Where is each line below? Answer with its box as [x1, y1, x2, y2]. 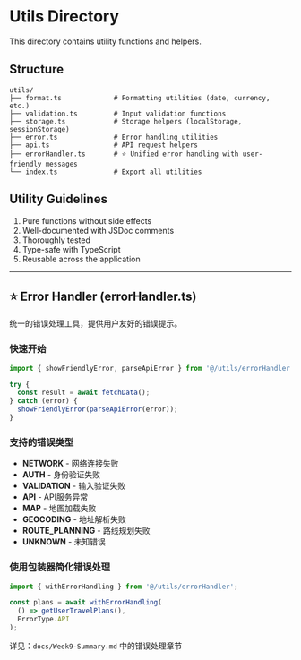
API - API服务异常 [21, 492, 88, 502]
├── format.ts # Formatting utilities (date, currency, [9, 93, 271, 102]
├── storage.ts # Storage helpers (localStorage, [9, 116, 243, 126]
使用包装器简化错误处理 [9, 561, 110, 574]
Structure [9, 62, 64, 77]
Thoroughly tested [21, 235, 91, 245]
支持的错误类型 [9, 436, 74, 449]
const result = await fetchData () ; [17, 388, 150, 398]
